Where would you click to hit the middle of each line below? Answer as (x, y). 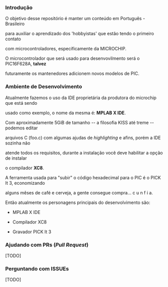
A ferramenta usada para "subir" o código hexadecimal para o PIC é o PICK (83, 177)
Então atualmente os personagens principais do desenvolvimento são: (78, 202)
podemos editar (22, 128)
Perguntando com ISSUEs (37, 268)
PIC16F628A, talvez (26, 64)
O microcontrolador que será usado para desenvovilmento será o (72, 58)
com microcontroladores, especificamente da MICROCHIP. (66, 49)
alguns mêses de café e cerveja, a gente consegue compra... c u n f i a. (79, 192)
